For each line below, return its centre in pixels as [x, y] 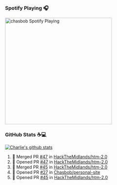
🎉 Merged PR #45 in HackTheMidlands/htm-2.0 [60, 167]
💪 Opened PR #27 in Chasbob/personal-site [56, 172]
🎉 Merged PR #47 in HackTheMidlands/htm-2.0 [60, 157]
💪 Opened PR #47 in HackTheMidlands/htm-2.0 [60, 162]
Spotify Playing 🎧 [27, 8]
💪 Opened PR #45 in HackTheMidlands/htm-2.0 [60, 177]
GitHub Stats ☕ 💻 [26, 135]
